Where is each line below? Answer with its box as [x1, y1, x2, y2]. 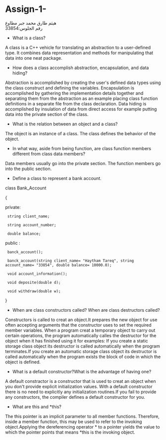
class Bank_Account [5, 185, 47, 191]
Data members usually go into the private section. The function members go [5, 160, 161, 166]
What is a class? [12, 35, 46, 41]
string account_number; [7, 222, 56, 227]
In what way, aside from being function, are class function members [12, 145, 151, 151]
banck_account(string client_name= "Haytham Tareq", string [7, 258, 134, 263]
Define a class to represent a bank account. [12, 175, 102, 181]
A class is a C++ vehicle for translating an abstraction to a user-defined [5, 44, 151, 50]
